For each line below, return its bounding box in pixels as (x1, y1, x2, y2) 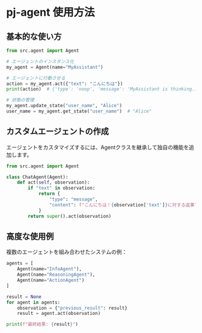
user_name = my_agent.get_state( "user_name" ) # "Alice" (6, 108, 152, 114)
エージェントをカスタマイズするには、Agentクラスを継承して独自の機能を (6, 143, 189, 151)
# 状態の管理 (6, 97, 34, 103)
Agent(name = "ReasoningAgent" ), (17, 272, 96, 278)
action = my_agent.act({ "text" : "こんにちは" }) (6, 81, 123, 87)
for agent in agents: (6, 299, 61, 305)
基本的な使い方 (6, 31, 62, 42)
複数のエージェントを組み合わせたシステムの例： (6, 248, 127, 256)
